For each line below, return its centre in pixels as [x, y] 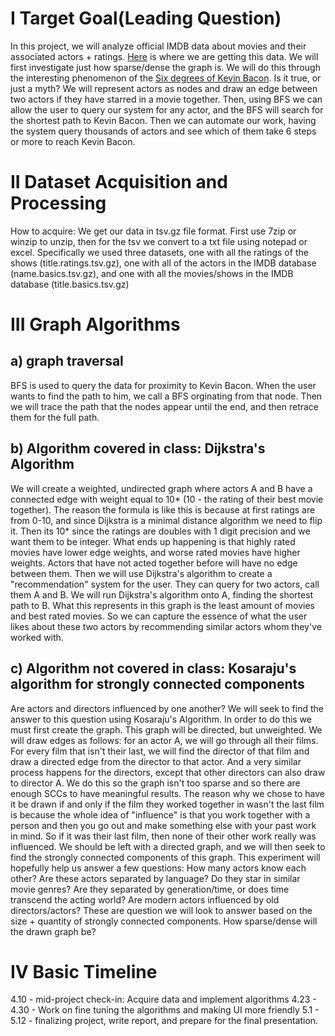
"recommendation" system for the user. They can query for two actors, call [165, 584]
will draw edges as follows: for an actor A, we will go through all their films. [164, 740]
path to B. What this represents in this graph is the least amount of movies [162, 605]
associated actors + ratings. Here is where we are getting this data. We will [164, 56]
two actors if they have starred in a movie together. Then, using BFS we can [166, 99]
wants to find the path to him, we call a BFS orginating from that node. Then [166, 396]
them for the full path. [55, 417]
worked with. [37, 637]
